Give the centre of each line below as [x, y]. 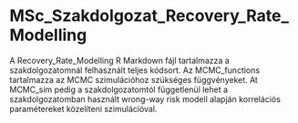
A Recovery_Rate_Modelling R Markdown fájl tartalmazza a [119, 60]
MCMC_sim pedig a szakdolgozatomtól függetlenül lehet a [119, 89]
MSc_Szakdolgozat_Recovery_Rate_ [149, 16]
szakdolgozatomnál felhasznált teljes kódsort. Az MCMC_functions [135, 70]
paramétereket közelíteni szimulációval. [83, 108]
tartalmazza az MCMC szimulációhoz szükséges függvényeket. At [134, 79]
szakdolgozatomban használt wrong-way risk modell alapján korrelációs [145, 99]
